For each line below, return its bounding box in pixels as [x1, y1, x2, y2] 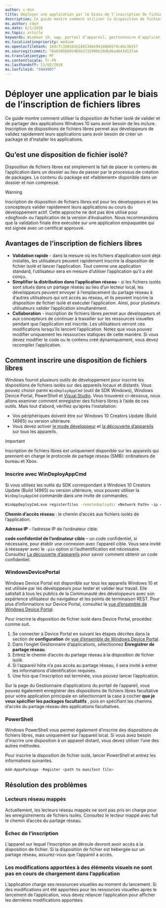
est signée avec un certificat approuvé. [5, 225, 85, 231]
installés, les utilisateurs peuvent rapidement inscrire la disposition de [12, 258, 154, 264]
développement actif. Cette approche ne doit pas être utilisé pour [5, 209, 138, 215]
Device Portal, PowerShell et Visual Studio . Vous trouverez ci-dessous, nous [5, 393, 161, 399]
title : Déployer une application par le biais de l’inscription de [5, 12, 147, 17]
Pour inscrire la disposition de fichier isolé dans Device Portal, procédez [5, 616, 152, 621]
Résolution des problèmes [5, 781, 87, 789]
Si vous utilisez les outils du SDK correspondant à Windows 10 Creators [5, 482, 151, 488]
